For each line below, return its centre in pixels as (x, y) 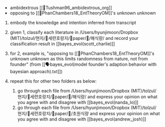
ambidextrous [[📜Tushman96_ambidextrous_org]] (61, 8)
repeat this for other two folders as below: (53, 81)
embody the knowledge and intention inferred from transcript (73, 23)
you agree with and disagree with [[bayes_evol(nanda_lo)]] (78, 102)
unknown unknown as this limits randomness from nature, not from (79, 59)
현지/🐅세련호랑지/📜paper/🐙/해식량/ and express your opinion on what (87, 97)
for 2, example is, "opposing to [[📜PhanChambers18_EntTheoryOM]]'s (82, 53)
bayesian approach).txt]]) (36, 71)
